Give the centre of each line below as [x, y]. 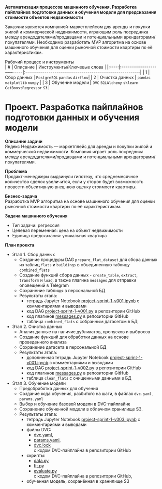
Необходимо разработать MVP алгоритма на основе [92, 42]
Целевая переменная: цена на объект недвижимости [67, 230]
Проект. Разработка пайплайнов [74, 107]
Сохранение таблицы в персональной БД [62, 290]
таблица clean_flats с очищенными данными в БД [79, 378]
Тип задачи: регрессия [36, 225]
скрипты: [36, 455]
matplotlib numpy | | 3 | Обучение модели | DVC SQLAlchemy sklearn [72, 82]
